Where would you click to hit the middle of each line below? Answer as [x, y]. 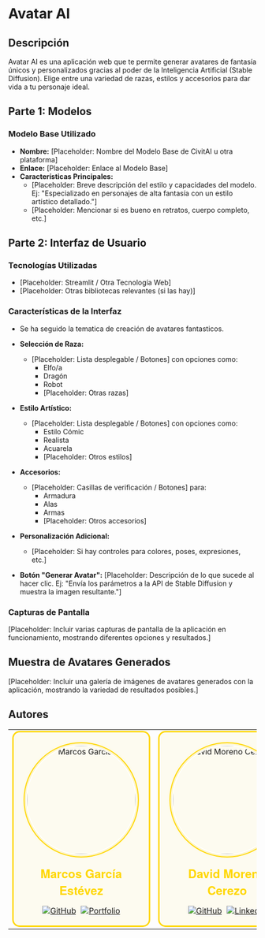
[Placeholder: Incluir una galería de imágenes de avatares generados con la [131, 681]
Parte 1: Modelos [50, 112]
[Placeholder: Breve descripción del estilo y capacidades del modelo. [144, 184]
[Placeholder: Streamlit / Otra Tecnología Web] [95, 283]
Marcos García [81, 873]
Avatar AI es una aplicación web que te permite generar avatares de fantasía [132, 61]
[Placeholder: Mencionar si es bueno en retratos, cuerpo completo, [140, 210]
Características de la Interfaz [65, 311]
